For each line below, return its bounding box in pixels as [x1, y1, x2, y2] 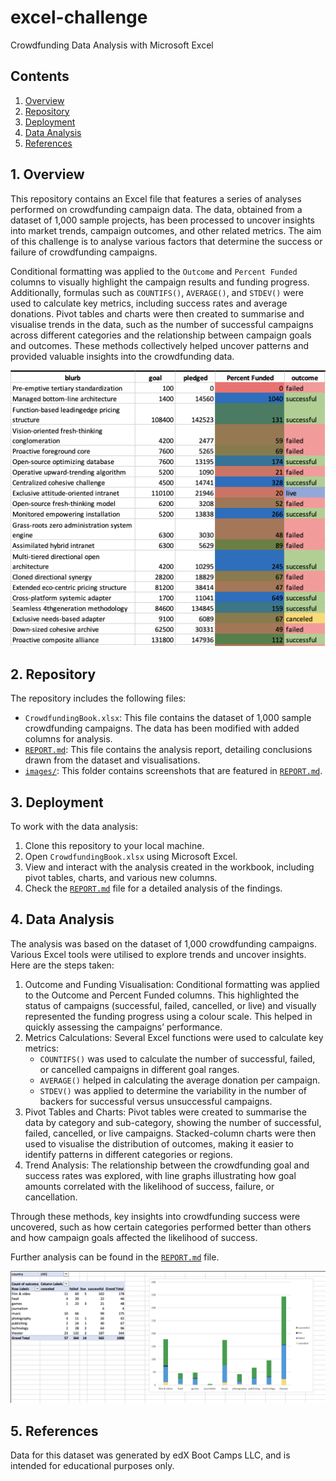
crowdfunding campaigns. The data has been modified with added [24, 722, 300, 735]
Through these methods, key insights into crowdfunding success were [10, 1210, 301, 1222]
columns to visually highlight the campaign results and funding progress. [10, 276, 310, 288]
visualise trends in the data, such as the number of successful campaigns [10, 318, 314, 330]
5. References [10, 1422, 99, 1440]
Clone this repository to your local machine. [24, 839, 205, 851]
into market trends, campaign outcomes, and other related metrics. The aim [10, 224, 322, 236]
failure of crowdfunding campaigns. [10, 246, 158, 258]
